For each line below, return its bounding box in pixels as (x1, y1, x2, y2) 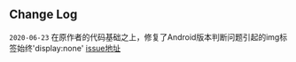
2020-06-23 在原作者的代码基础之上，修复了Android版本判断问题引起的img (9, 31, 280, 43)
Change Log (9, 7, 78, 22)
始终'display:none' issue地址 (16, 43, 121, 53)
